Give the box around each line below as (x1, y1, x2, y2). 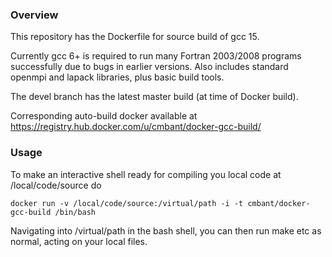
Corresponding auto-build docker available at (10, 110, 198, 122)
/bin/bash (54, 207, 97, 217)
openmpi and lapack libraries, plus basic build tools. (10, 71, 225, 83)
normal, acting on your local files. (10, 235, 148, 247)
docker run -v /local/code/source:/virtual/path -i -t (10, 198, 244, 208)
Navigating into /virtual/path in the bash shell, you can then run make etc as (10, 224, 322, 237)
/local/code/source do (10, 179, 102, 191)
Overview (10, 8, 59, 22)
